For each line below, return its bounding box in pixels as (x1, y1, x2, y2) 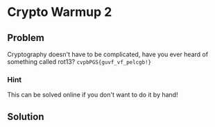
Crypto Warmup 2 (7, 4, 112, 20)
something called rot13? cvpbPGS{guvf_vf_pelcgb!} (7, 58, 151, 66)
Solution (7, 110, 44, 122)
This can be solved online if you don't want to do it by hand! (7, 91, 178, 99)
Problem (7, 32, 45, 44)
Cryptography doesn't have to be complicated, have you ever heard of (7, 50, 209, 58)
